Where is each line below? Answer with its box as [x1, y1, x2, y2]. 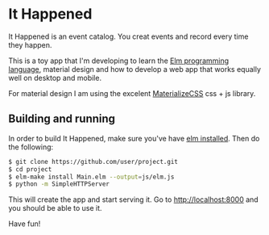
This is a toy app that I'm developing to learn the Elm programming [8, 56, 230, 65]
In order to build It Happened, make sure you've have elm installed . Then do [8, 133, 260, 143]
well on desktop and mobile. [8, 73, 102, 82]
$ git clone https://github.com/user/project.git [8, 157, 179, 166]
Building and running [8, 112, 115, 126]
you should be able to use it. [8, 204, 102, 213]
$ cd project [8, 165, 52, 174]
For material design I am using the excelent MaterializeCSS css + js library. [8, 88, 256, 98]
